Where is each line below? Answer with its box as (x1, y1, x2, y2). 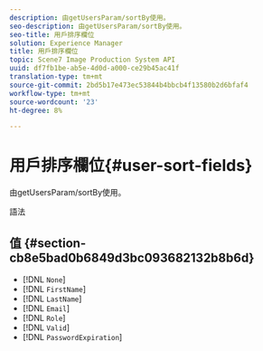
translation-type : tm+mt (9, 72, 103, 81)
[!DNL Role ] (22, 313, 66, 323)
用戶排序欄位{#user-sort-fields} (9, 156, 253, 176)
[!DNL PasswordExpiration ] (22, 332, 123, 342)
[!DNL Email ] (22, 303, 70, 313)
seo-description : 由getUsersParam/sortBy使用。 (9, 22, 187, 31)
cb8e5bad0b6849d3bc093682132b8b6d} (9, 250, 255, 265)
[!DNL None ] (22, 274, 66, 285)
